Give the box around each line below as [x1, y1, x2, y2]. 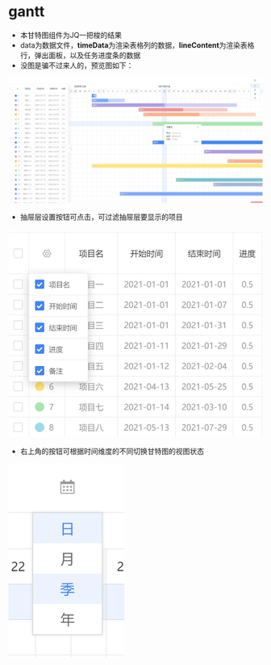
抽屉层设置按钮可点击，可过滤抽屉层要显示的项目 [19, 213, 183, 222]
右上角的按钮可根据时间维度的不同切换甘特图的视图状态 [19, 447, 204, 457]
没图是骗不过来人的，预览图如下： [19, 60, 134, 70]
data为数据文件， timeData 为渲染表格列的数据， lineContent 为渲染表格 [19, 40, 255, 50]
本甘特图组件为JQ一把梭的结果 [19, 30, 123, 40]
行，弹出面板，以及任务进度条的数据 [19, 50, 141, 60]
